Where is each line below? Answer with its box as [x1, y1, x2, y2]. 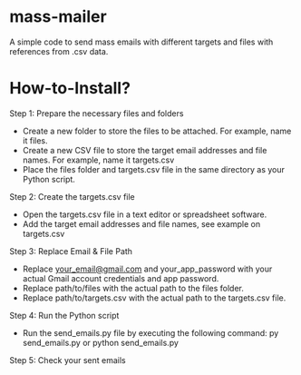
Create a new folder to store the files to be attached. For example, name [22, 125, 292, 136]
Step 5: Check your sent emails [9, 354, 126, 365]
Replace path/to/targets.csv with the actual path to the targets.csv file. [22, 292, 286, 303]
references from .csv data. [9, 45, 109, 56]
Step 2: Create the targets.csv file [9, 191, 136, 202]
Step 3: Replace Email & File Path [9, 245, 133, 256]
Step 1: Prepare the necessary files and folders [9, 107, 184, 119]
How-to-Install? [9, 78, 131, 99]
